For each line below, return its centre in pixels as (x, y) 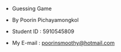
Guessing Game (32, 9)
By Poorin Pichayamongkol (45, 20)
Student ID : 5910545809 (43, 31)
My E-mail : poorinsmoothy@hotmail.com (63, 43)
